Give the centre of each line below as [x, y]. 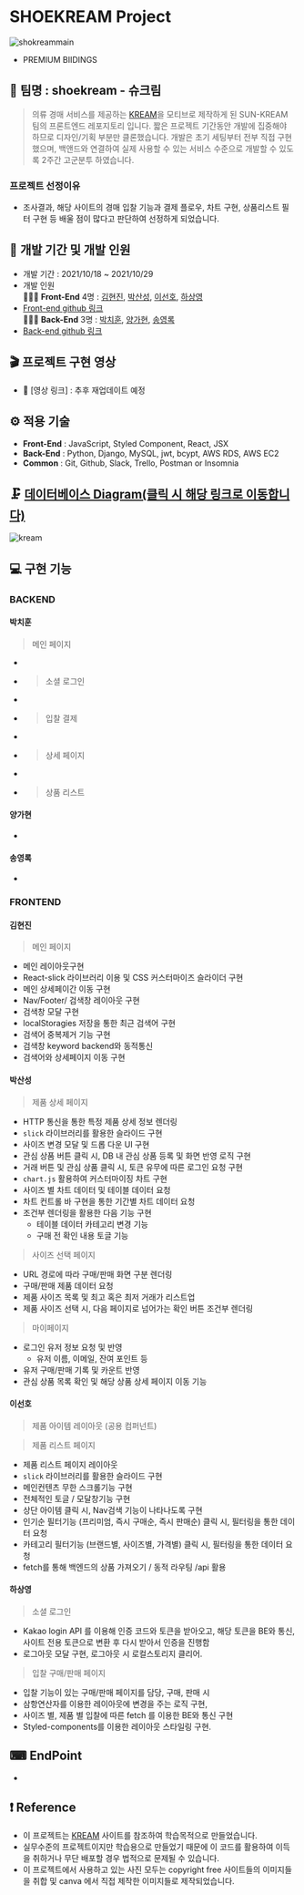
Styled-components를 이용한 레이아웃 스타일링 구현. [117, 1726]
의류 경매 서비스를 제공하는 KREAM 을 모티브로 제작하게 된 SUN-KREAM [160, 114]
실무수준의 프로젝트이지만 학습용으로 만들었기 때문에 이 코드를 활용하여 [148, 1847]
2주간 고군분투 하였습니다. [88, 160]
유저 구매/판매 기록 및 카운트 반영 [81, 1370]
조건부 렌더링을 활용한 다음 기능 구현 [87, 1212]
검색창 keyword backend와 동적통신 [87, 1046]
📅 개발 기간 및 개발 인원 [70, 250]
